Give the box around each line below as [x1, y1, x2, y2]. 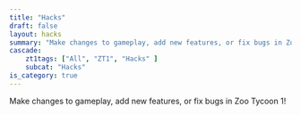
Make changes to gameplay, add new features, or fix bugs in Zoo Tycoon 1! [9, 95, 287, 106]
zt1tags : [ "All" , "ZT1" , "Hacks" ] [25, 54, 159, 63]
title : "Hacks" [9, 12, 66, 22]
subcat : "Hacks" [25, 63, 87, 72]
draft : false [9, 21, 58, 30]
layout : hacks [9, 29, 63, 38]
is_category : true [9, 71, 78, 80]
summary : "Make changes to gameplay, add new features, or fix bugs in [9, 37, 282, 47]
